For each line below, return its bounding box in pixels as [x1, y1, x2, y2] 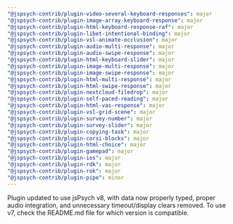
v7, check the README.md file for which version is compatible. [7, 209, 189, 217]
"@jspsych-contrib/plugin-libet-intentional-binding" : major [7, 30, 191, 37]
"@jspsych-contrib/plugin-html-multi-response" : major [7, 75, 172, 83]
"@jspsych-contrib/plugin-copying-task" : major [7, 128, 150, 135]
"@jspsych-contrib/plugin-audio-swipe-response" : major [7, 50, 175, 57]
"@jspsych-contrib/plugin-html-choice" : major [7, 142, 146, 149]
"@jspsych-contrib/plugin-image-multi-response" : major [7, 63, 175, 70]
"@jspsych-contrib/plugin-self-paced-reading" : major [7, 96, 169, 103]
